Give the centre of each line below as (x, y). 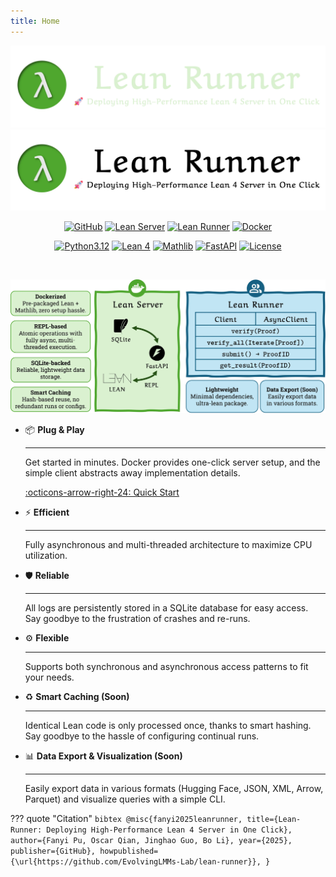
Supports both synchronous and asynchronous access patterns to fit (166, 666)
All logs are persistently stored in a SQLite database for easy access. (166, 607)
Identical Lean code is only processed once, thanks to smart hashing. (168, 725)
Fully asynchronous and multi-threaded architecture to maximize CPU (168, 544)
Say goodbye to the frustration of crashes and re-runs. (137, 618)
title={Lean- (274, 819)
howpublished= (129, 851)
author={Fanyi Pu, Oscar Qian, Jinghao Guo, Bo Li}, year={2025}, (151, 840)
